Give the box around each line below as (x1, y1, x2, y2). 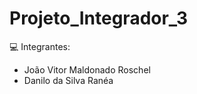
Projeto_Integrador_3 (9, 7, 189, 30)
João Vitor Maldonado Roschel (23, 63, 151, 76)
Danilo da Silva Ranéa (23, 74, 114, 86)
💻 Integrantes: (9, 40, 71, 52)
